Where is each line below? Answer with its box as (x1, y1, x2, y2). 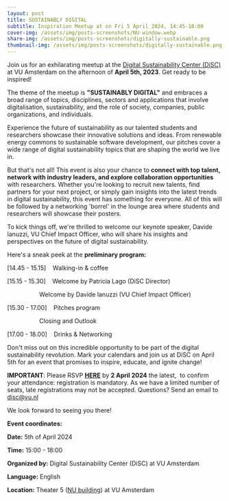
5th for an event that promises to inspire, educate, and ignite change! (7, 358, 202, 366)
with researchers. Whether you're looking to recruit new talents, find (7, 181, 200, 188)
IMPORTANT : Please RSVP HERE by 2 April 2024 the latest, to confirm (7, 371, 209, 379)
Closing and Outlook (38, 317, 97, 325)
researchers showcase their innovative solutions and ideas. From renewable (7, 131, 222, 139)
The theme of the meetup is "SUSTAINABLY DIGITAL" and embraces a (7, 88, 208, 97)
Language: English (7, 473, 60, 480)
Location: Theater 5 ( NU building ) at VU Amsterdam (7, 486, 154, 493)
